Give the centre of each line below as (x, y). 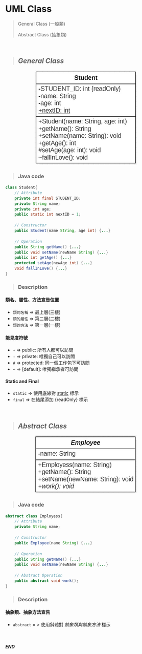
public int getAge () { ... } (43, 258)
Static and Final (22, 381)
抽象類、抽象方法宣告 (28, 612)
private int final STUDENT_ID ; (48, 198)
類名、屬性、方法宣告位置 (32, 300)
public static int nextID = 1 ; (48, 215)
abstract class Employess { (34, 516)
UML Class (29, 9)
